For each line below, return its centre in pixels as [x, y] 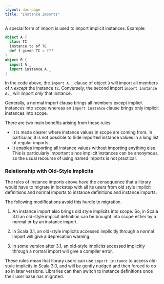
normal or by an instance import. [45, 222]
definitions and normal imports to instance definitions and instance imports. [81, 192]
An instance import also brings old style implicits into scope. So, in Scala [85, 211]
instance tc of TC [28, 46]
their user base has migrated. [35, 276]
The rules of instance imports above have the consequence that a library [78, 181]
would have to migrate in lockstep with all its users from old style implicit [78, 187]
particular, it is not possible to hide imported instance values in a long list [85, 137]
